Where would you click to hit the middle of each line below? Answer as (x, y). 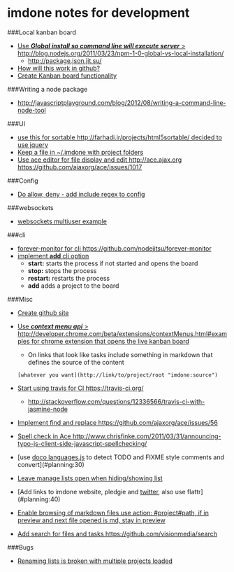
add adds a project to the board (73, 286)
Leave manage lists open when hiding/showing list (90, 478)
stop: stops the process (62, 270)
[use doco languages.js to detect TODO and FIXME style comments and (121, 457)
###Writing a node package (47, 89)
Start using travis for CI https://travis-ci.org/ (81, 388)
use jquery (33, 144)
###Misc (20, 299)
